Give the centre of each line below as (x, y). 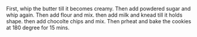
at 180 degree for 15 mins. (38, 27)
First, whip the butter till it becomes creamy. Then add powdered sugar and (98, 9)
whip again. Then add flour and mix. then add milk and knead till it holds (94, 15)
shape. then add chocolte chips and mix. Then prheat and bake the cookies (99, 21)
